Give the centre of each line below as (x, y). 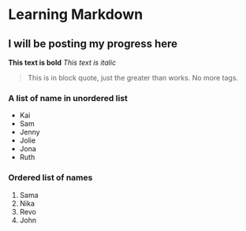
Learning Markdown (76, 15)
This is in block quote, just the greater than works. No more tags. (133, 78)
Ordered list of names (50, 177)
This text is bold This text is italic (62, 62)
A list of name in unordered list (68, 98)
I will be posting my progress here (93, 44)
